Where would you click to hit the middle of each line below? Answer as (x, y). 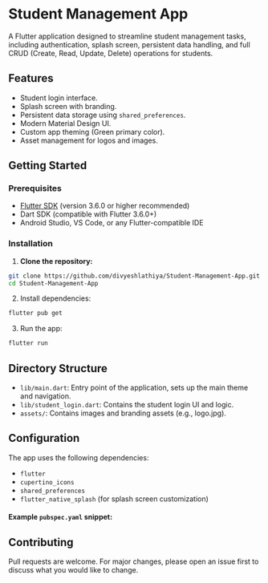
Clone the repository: (56, 261)
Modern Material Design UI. (65, 123)
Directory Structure (58, 368)
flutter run (28, 343)
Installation (31, 244)
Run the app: (41, 329)
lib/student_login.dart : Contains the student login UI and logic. (127, 405)
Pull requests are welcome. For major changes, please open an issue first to (134, 561)
